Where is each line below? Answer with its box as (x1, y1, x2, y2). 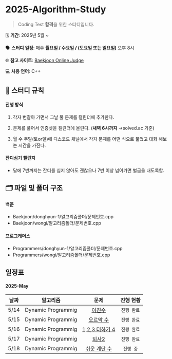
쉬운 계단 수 (85, 345, 112, 352)
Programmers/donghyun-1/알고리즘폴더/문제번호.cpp (12, 245, 123, 251)
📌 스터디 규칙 (5, 86, 45, 95)
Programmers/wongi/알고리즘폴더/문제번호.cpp (12, 252, 110, 258)
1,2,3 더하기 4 (82, 326, 116, 333)
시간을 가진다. (18, 142, 46, 148)
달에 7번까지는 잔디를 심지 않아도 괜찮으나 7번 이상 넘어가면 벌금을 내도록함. (12, 167, 165, 173)
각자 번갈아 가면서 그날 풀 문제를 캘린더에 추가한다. (12, 114, 114, 120)
